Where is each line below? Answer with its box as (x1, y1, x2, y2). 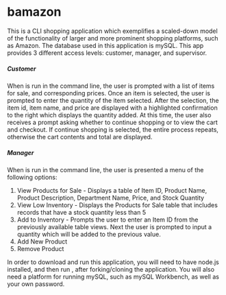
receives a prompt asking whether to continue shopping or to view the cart (7, 118, 218, 126)
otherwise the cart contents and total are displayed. (7, 132, 153, 141)
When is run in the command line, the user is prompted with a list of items (7, 82, 215, 90)
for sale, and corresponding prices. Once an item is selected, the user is (7, 88, 211, 97)
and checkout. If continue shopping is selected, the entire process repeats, (7, 125, 219, 134)
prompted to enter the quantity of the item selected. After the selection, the (7, 96, 219, 104)
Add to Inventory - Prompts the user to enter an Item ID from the (16, 215, 199, 224)
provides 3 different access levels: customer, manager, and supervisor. (7, 49, 208, 57)
